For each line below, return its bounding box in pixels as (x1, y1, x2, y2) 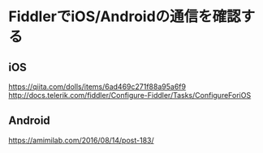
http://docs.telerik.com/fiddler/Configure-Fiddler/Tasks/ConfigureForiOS (8, 91, 252, 100)
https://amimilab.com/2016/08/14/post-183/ (8, 135, 154, 145)
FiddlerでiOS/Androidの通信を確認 (8, 7, 241, 26)
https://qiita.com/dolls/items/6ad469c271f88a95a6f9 (8, 82, 187, 91)
